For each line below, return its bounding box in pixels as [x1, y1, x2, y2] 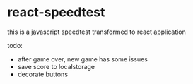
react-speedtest [7, 4, 105, 20]
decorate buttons [17, 70, 69, 78]
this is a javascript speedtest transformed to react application [7, 28, 186, 36]
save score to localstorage [17, 62, 95, 71]
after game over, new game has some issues [17, 54, 148, 64]
